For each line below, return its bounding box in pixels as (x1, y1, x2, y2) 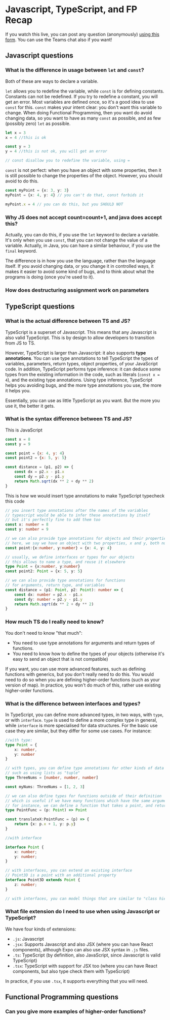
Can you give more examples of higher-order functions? (5, 1008, 146, 1015)
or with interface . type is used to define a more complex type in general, (5, 717, 158, 723)
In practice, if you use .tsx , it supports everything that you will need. (5, 978, 148, 984)
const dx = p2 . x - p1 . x (14, 469, 65, 475)
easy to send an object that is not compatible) (12, 656, 108, 662)
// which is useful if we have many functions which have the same (5, 798, 151, 803)
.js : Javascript (12, 936, 44, 942)
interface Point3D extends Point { (5, 878, 80, 883)
